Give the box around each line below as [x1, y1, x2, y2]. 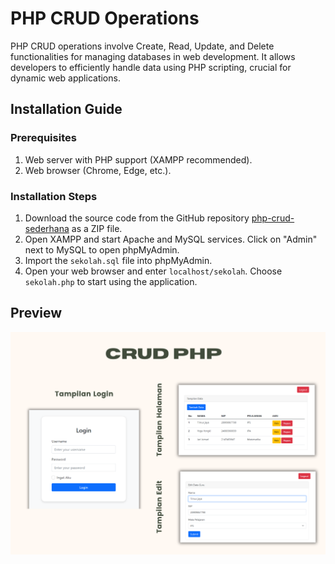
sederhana [24, 222, 70, 234]
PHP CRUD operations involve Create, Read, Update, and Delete [10, 40, 275, 52]
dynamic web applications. [10, 72, 121, 84]
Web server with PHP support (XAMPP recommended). [24, 153, 253, 166]
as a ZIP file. [71, 222, 123, 234]
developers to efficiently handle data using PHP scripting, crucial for [10, 61, 292, 73]
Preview [10, 305, 63, 322]
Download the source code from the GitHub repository [24, 212, 250, 224]
